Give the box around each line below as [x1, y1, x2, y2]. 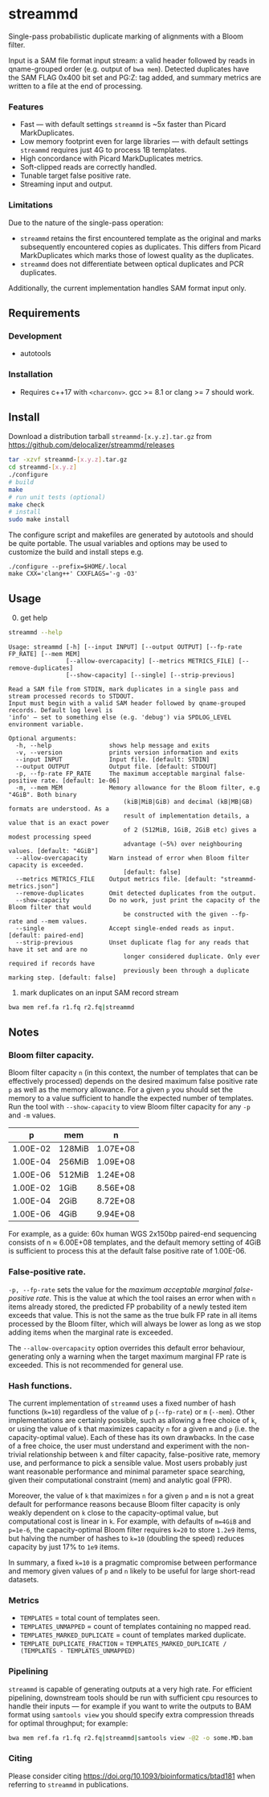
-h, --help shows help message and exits [15, 741, 210, 749]
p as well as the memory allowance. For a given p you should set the [8, 1085, 234, 1094]
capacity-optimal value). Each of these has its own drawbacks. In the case [8, 1433, 255, 1442]
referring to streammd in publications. [8, 1779, 129, 1789]
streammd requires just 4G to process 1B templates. [19, 146, 187, 155]
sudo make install [8, 515, 70, 523]
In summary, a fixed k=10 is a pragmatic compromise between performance [8, 1557, 258, 1568]
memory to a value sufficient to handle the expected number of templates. [8, 1093, 255, 1103]
